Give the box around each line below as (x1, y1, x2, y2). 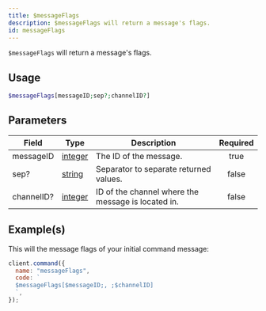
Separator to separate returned (96, 163, 211, 174)
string (62, 168, 84, 179)
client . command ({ (8, 259, 66, 267)
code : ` (15, 274, 41, 282)
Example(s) (8, 223, 66, 237)
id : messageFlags (8, 26, 66, 34)
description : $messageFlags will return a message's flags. (8, 19, 211, 27)
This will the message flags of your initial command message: (8, 244, 210, 253)
